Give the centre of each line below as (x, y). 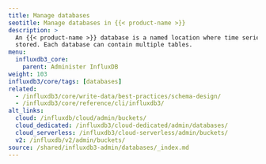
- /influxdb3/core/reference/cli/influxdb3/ (90, 103)
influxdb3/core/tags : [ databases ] (65, 81)
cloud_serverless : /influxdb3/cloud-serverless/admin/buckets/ (122, 132)
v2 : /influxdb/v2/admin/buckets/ (70, 140)
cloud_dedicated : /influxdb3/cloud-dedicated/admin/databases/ (122, 125)
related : (23, 89)
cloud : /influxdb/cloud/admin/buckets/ (81, 118)
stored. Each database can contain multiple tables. (104, 45)
